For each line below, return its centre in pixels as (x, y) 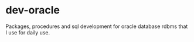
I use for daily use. (28, 32)
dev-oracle (33, 10)
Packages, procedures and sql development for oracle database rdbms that (97, 26)
